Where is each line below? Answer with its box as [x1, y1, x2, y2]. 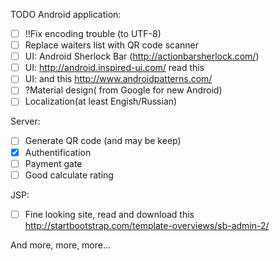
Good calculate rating [24, 169, 114, 181]
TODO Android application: [10, 9, 122, 20]
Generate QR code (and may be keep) [24, 135, 182, 147]
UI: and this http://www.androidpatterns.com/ [24, 73, 213, 85]
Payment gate [24, 157, 83, 169]
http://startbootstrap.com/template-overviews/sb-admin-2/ [24, 219, 270, 231]
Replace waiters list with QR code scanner [24, 39, 199, 51]
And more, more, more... [10, 239, 112, 251]
